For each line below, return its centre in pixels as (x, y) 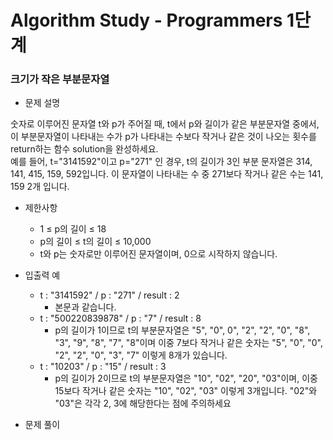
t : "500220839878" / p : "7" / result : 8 (120, 318)
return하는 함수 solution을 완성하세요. (84, 149)
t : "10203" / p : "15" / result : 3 (103, 367)
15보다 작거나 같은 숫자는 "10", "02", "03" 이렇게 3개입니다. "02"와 (186, 391)
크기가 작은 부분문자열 (60, 79)
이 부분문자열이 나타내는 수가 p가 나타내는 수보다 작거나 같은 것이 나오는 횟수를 (163, 137)
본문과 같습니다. (85, 307)
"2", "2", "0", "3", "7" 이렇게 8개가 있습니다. (141, 355)
